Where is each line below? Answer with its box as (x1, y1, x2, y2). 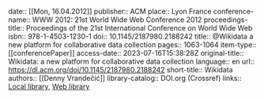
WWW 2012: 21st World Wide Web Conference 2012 (32, 15, 202, 24)
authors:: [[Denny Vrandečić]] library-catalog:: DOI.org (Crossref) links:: (8, 74, 243, 82)
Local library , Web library (8, 82, 90, 91)
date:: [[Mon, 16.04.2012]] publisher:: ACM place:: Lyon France (8, 7, 212, 16)
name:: (8, 15, 31, 24)
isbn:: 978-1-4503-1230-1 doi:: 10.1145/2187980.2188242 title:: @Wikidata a (8, 31, 254, 41)
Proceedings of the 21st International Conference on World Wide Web (26, 24, 253, 32)
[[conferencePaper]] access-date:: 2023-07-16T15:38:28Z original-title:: (8, 49, 244, 57)
